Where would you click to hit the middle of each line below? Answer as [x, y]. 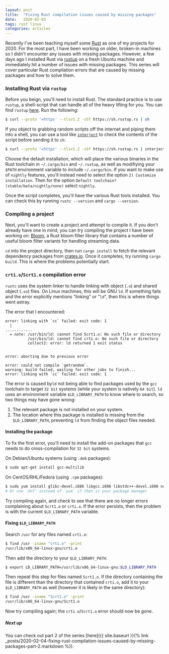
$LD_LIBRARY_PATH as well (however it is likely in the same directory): [75, 588]
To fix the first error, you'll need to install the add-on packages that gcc [78, 443]
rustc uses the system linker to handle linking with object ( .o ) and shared [81, 286]
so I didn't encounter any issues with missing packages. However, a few [80, 54]
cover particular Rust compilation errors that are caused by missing [75, 70]
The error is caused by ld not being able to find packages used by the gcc [81, 383]
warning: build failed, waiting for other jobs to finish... [71, 370]
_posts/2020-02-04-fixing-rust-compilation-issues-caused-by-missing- [80, 641]
